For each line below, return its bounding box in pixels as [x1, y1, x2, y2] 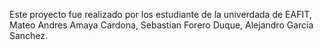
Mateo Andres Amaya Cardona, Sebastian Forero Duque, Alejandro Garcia [9, 19, 314, 31]
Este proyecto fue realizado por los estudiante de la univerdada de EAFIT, [9, 9, 312, 20]
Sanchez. [9, 30, 49, 41]
